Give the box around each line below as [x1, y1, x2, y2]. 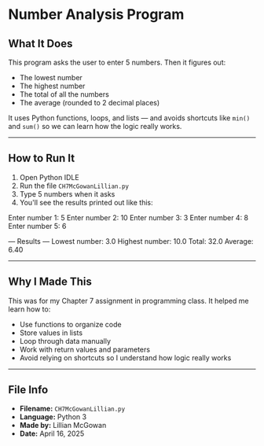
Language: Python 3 [19, 412, 87, 422]
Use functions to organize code [19, 319, 122, 329]
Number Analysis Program [8, 6, 185, 24]
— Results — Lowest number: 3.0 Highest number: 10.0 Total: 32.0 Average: [8, 236, 254, 245]
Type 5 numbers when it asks [19, 189, 115, 198]
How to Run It [8, 152, 75, 165]
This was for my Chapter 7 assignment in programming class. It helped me [8, 296, 249, 305]
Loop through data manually [19, 336, 112, 345]
